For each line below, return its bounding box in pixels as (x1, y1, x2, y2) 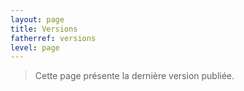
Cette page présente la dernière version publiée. (34, 70, 235, 82)
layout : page (10, 14, 65, 25)
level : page (10, 42, 60, 53)
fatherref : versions (10, 33, 97, 43)
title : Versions (10, 24, 78, 34)
